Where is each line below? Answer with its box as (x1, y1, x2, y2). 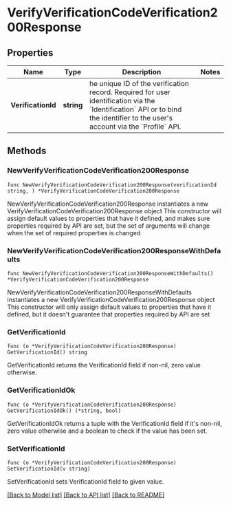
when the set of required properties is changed (7, 228, 141, 237)
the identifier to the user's (89, 114, 173, 122)
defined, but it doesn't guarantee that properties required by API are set (7, 310, 210, 318)
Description (122, 67, 162, 76)
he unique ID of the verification (89, 79, 189, 88)
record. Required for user (89, 87, 170, 97)
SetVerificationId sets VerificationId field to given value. (7, 477, 164, 486)
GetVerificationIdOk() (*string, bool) (7, 407, 122, 414)
